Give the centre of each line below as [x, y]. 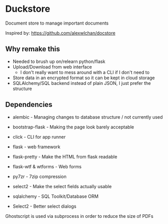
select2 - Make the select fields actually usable [62, 186]
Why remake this [33, 49]
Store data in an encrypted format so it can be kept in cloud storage [84, 78]
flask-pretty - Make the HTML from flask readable [65, 156]
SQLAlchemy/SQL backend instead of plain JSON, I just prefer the [82, 83]
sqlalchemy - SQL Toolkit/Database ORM [55, 196]
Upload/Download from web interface [52, 66]
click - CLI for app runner [39, 137]
